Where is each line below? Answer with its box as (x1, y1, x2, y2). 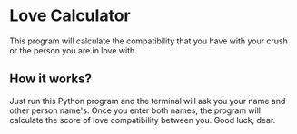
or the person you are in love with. (9, 44, 138, 55)
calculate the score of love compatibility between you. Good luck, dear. (9, 114, 276, 125)
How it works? (9, 72, 93, 87)
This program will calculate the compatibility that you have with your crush (9, 35, 288, 46)
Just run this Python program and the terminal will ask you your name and (9, 95, 286, 106)
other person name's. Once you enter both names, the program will (9, 105, 262, 116)
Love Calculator (9, 5, 131, 26)
